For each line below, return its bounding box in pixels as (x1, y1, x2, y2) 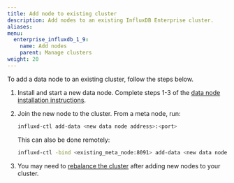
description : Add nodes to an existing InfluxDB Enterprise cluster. (7, 17, 214, 24)
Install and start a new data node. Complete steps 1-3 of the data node (17, 88, 221, 96)
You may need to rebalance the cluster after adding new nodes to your (17, 161, 221, 170)
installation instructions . (17, 96, 86, 104)
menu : (7, 29, 23, 37)
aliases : (7, 23, 33, 30)
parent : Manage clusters (20, 50, 92, 57)
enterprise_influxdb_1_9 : (13, 36, 89, 43)
